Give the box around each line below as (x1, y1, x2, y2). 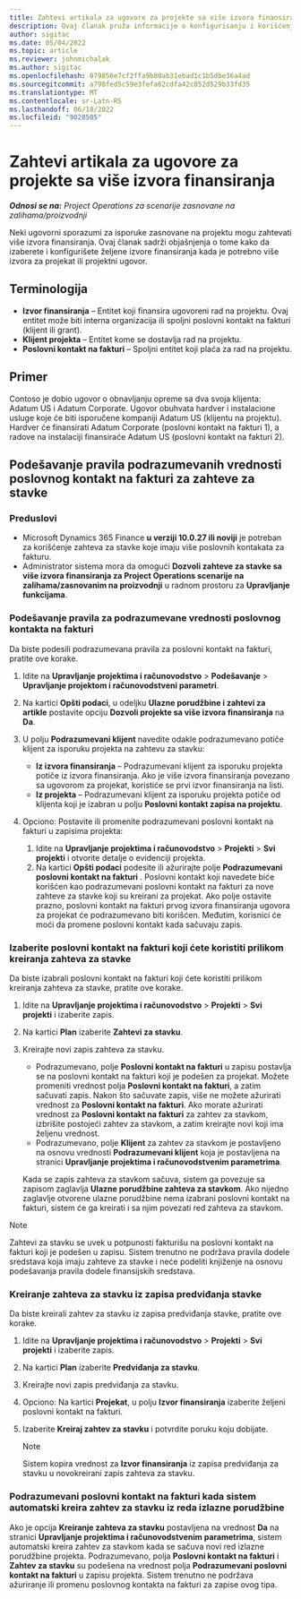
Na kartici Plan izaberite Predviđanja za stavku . (21, 1363, 200, 1373)
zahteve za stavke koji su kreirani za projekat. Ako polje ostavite (35, 890, 271, 901)
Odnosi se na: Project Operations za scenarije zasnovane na (9, 201, 236, 211)
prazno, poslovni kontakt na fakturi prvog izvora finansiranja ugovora (35, 899, 291, 910)
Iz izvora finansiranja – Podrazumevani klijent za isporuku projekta (35, 761, 283, 771)
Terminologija (9, 281, 88, 297)
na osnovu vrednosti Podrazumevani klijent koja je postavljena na (35, 1147, 280, 1157)
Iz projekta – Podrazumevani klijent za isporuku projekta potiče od (35, 789, 280, 800)
